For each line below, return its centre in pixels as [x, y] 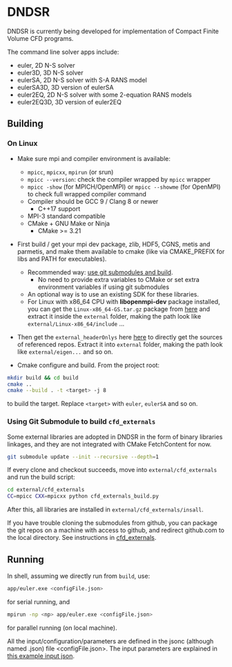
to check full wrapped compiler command [87, 194]
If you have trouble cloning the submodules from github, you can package [112, 523]
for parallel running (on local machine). [62, 628]
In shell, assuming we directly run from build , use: [79, 576]
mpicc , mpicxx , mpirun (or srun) [70, 172]
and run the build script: [41, 477]
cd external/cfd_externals [46, 490]
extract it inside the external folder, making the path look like [114, 316]
